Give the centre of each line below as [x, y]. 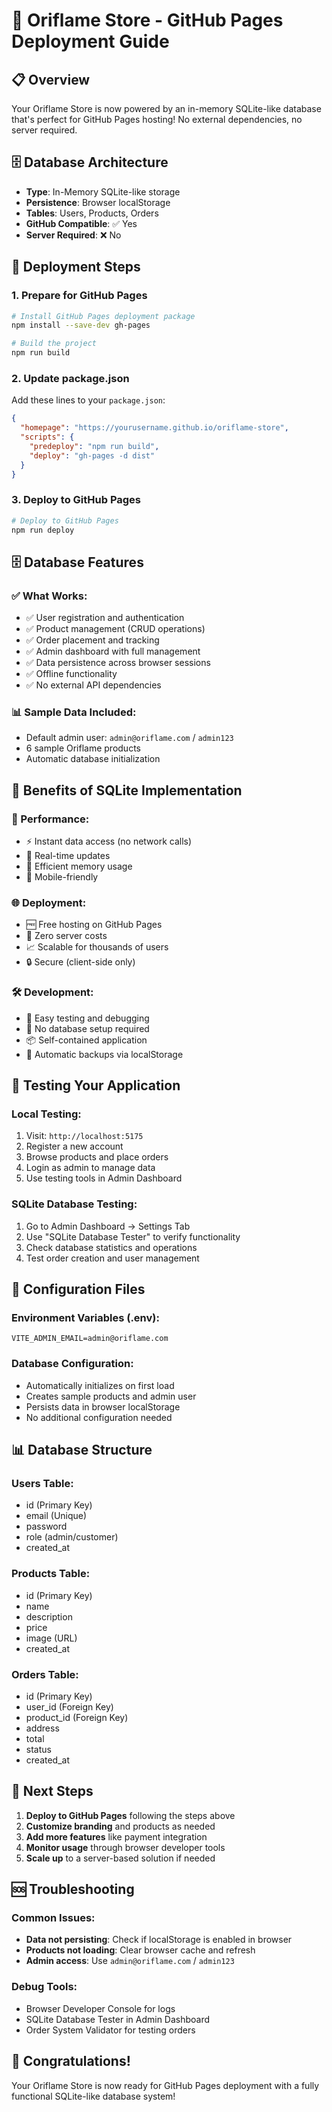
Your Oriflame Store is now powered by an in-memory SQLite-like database [166, 108]
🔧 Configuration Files [78, 1289]
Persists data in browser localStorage [103, 1406]
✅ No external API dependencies [93, 685]
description [49, 1616]
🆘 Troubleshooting [73, 1889]
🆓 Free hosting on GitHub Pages [94, 925]
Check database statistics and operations [111, 1247]
